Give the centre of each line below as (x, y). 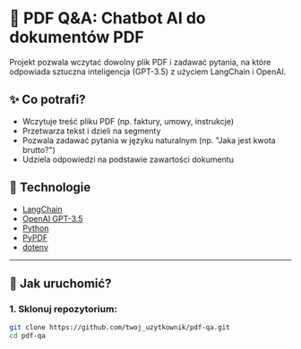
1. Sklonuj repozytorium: (64, 309)
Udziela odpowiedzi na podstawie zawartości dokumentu (128, 159)
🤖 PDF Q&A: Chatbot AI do (107, 18)
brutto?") (39, 149)
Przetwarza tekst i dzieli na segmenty (91, 131)
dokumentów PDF (77, 37)
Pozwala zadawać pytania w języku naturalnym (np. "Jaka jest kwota (149, 140)
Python (35, 228)
